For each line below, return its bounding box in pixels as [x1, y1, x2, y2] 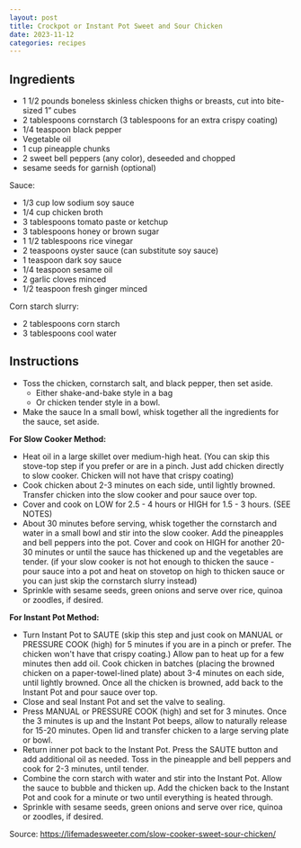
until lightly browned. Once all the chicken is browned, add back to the [22, 677, 284, 688]
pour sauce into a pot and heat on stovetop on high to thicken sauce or [22, 565, 285, 576]
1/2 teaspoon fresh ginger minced [22, 284, 148, 294]
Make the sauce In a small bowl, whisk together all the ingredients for [22, 406, 279, 417]
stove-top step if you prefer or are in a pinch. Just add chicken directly [22, 460, 285, 471]
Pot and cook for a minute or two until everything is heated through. [22, 791, 274, 802]
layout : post [9, 13, 58, 23]
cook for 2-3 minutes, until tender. [22, 762, 150, 774]
